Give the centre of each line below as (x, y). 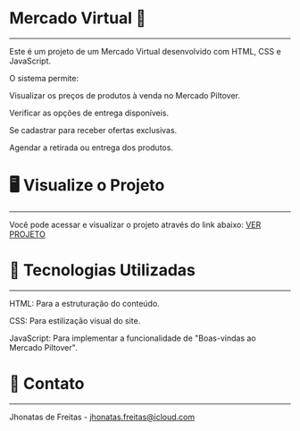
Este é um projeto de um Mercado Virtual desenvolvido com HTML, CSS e (145, 51)
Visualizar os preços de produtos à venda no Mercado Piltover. (125, 95)
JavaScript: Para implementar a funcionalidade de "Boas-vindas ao (133, 338)
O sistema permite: (44, 78)
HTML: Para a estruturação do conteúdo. (85, 303)
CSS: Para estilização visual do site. (75, 320)
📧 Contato (47, 384)
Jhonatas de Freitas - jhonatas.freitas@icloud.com (102, 417)
